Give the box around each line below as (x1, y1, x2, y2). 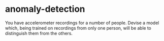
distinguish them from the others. (5, 30, 73, 36)
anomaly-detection (5, 3, 85, 15)
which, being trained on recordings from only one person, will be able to (5, 25, 152, 31)
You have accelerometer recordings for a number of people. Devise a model (5, 20, 159, 26)
